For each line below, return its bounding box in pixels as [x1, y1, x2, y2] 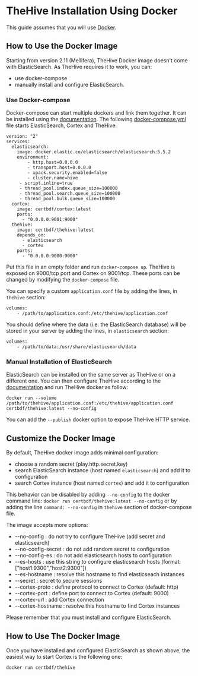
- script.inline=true [19, 180, 73, 187]
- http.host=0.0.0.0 [27, 159, 78, 166]
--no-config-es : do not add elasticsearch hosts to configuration [14, 552, 172, 559]
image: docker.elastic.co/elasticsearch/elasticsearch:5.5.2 [17, 149, 171, 155]
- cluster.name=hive [27, 175, 78, 181]
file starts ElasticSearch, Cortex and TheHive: [6, 122, 117, 129]
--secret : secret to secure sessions [14, 577, 103, 585]
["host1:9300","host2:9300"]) [14, 564, 87, 571]
